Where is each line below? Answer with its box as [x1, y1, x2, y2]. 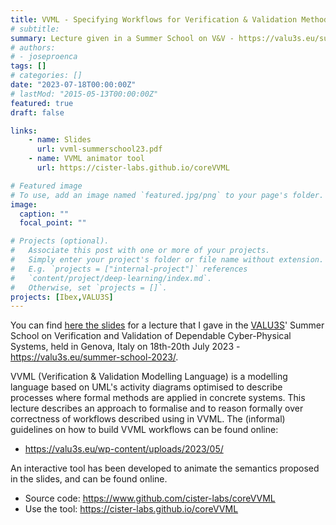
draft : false [10, 107, 65, 118]
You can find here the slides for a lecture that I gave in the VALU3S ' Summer [10, 319, 325, 331]
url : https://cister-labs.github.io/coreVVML [36, 163, 230, 173]
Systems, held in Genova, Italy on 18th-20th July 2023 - [10, 341, 241, 353]
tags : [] [10, 61, 47, 71]
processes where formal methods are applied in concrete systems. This [10, 392, 306, 404]
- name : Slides [28, 135, 92, 145]
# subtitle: [10, 24, 60, 34]
